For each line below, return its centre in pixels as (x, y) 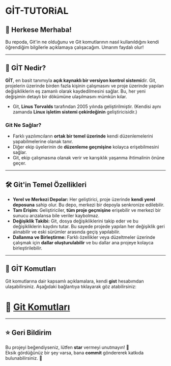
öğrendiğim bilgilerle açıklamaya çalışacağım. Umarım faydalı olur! (75, 47)
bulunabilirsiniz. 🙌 (24, 358)
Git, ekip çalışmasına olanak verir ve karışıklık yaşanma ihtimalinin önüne (89, 158)
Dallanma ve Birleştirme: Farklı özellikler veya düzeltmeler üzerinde (84, 237)
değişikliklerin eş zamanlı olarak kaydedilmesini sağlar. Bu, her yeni (76, 91)
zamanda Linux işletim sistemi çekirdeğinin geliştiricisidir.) (75, 111)
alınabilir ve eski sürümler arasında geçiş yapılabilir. (66, 232)
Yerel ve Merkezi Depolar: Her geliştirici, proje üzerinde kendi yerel (84, 199)
